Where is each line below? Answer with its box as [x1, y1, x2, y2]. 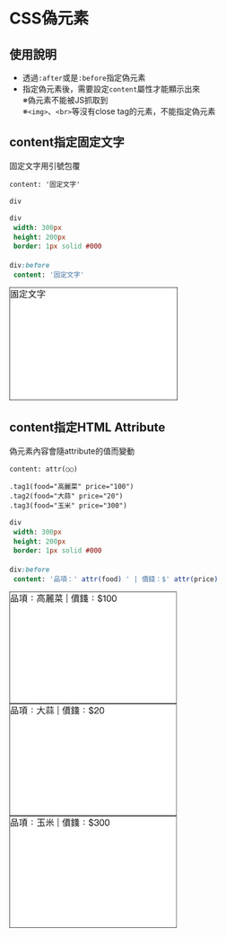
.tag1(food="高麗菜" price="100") [9, 482, 135, 491]
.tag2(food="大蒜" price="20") [9, 491, 124, 500]
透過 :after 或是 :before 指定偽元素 [22, 73, 146, 83]
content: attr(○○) [9, 464, 78, 473]
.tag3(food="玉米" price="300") [9, 500, 127, 510]
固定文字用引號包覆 [9, 160, 81, 171]
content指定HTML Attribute [9, 420, 166, 436]
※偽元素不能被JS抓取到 [22, 95, 109, 105]
